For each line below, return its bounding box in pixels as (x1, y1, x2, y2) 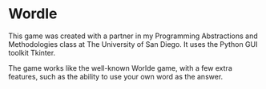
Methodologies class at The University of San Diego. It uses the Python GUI (8, 39, 258, 48)
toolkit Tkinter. (8, 48, 56, 57)
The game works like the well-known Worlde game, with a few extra (8, 63, 232, 72)
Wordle (8, 5, 58, 23)
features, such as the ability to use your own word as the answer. (8, 72, 224, 81)
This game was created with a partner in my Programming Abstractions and (8, 31, 258, 41)
